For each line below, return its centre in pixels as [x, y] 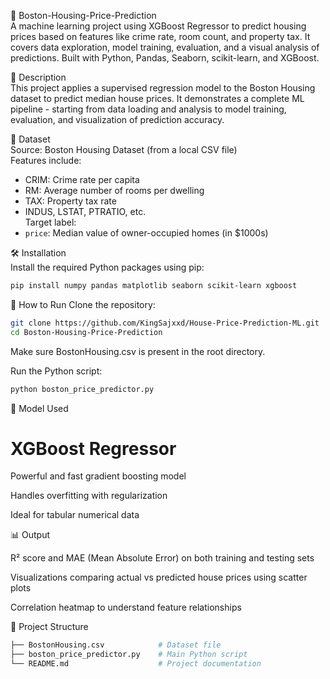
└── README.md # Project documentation [136, 664]
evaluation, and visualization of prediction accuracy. [117, 119]
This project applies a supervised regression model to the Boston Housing [163, 88]
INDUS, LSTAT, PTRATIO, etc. [85, 211]
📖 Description [38, 77]
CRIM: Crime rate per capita [82, 179]
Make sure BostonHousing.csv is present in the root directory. [138, 351]
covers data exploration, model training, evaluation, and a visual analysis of [165, 47]
